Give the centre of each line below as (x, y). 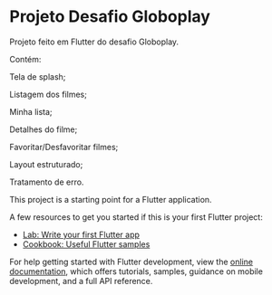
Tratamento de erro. (47, 182)
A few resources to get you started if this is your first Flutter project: (136, 217)
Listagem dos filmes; (49, 94)
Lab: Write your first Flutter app (81, 234)
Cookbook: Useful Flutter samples (86, 244)
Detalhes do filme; (44, 129)
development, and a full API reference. (81, 281)
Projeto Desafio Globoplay (110, 17)
